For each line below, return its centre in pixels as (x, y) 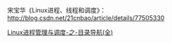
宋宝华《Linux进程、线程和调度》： (57, 10)
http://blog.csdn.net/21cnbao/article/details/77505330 (86, 18)
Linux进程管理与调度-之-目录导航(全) (60, 32)
